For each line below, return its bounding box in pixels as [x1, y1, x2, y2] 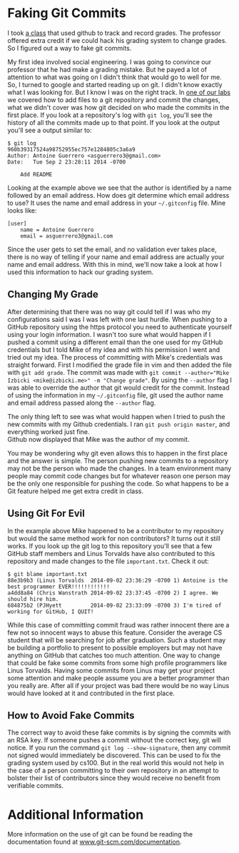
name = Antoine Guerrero [20, 226, 94, 233]
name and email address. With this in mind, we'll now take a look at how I [7, 260, 223, 268]
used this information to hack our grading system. [7, 268, 154, 276]
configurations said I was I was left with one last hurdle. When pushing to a [7, 315, 228, 323]
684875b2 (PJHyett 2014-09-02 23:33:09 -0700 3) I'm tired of [7, 602, 222, 609]
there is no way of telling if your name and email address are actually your [7, 252, 225, 261]
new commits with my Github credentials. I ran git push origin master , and [7, 420, 230, 428]
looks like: [7, 206, 37, 215]
